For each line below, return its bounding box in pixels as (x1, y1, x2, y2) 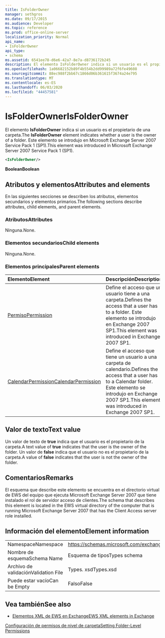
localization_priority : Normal (5, 35, 69, 40)
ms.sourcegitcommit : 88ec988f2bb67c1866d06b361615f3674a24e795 (5, 71, 137, 76)
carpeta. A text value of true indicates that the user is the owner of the (5, 443, 147, 450)
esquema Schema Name (7, 555, 63, 562)
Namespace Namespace (7, 541, 63, 548)
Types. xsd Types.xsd (68, 566, 117, 573)
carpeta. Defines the (105, 296, 152, 303)
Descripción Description (105, 276, 163, 283)
